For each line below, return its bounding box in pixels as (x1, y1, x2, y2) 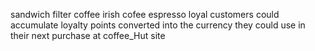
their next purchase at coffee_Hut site (10, 30, 166, 41)
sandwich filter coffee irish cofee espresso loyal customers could (10, 9, 280, 20)
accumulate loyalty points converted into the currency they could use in (10, 19, 306, 31)
